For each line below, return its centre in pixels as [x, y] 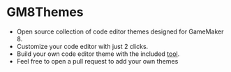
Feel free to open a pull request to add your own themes [97, 61]
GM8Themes [45, 12]
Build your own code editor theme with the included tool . [98, 54]
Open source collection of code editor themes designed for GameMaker [120, 31]
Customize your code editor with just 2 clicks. [82, 46]
